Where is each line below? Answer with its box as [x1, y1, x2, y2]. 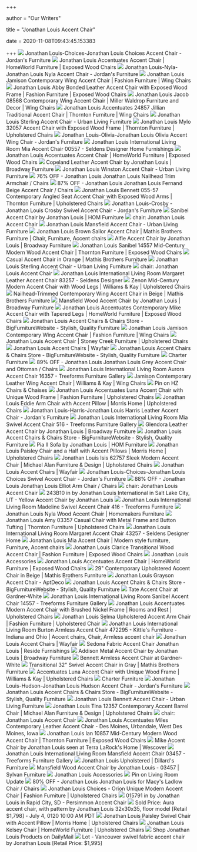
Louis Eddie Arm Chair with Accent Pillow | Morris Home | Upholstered [6, 400, 177, 407]
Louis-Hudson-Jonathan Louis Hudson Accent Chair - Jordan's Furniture [6, 682, 183, 689]
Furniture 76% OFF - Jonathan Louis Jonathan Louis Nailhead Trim [6, 173, 175, 180]
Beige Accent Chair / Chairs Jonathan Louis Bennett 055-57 [6, 187, 159, 193]
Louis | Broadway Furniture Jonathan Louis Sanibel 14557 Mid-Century [6, 242, 185, 249]
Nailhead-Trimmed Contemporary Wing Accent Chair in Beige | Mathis [13, 290, 184, 297]
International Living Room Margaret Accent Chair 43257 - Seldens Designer [6, 530, 189, 537]
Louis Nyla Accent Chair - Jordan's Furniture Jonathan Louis [30, 71, 185, 77]
